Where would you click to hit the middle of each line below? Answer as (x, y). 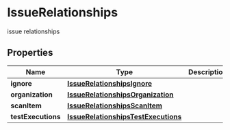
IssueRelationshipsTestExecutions (125, 116)
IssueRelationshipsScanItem (115, 105)
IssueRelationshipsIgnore (110, 83)
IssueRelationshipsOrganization (120, 95)
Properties (30, 53)
